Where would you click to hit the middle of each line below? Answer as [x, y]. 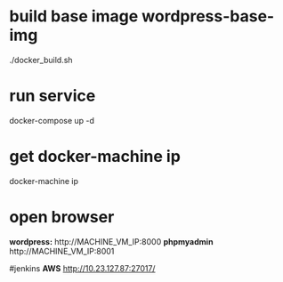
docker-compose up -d [52, 120]
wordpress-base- [208, 16]
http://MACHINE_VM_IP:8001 [62, 251]
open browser [62, 217]
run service [53, 96]
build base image [74, 16]
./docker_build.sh [41, 60]
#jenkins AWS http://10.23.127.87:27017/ [82, 268]
